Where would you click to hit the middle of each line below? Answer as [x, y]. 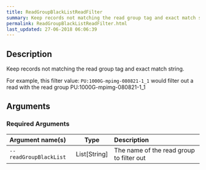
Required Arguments [38, 124]
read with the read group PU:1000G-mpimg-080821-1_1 [76, 87]
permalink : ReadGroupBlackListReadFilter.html [67, 23]
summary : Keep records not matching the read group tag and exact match [101, 18]
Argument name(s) [38, 140]
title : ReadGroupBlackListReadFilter [55, 12]
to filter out [130, 158]
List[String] [92, 154]
